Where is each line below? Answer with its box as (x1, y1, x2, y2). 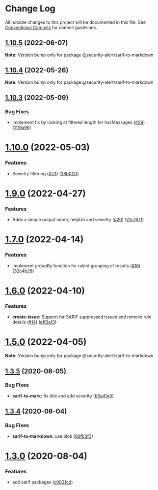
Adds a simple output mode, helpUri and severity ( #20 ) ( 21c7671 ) (12, 217, 144, 223)
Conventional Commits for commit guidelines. (5, 24, 97, 30)
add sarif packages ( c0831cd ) (12, 479, 73, 485)
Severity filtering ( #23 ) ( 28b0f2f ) (12, 170, 79, 176)
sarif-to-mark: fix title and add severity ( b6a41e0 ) (12, 392, 114, 399)
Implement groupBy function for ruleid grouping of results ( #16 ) (12, 262, 141, 268)
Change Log (5, 3, 55, 14)
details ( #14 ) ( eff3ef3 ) (12, 319, 57, 325)
